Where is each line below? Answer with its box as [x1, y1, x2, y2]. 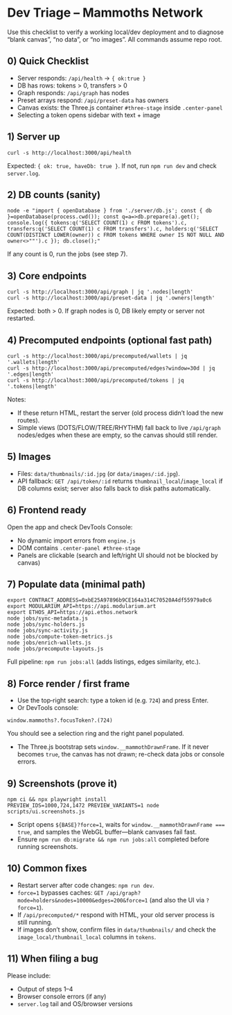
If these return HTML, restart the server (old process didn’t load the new [17, 409, 224, 417]
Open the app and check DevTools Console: [7, 522, 133, 531]
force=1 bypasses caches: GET [17, 888, 104, 897]
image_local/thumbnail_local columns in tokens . [17, 932, 157, 941]
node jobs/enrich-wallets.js [7, 639, 91, 647]
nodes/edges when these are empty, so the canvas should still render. [17, 431, 218, 439]
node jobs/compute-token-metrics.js [7, 634, 113, 641]
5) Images [7, 451, 51, 463]
